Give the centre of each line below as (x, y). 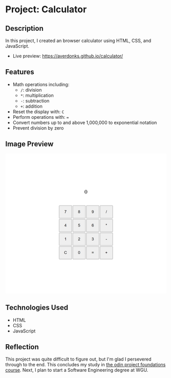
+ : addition (31, 106)
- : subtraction (35, 100)
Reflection (22, 347)
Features (20, 72)
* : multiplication (37, 95)
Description (24, 28)
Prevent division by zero (38, 128)
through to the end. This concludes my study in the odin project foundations (85, 365)
